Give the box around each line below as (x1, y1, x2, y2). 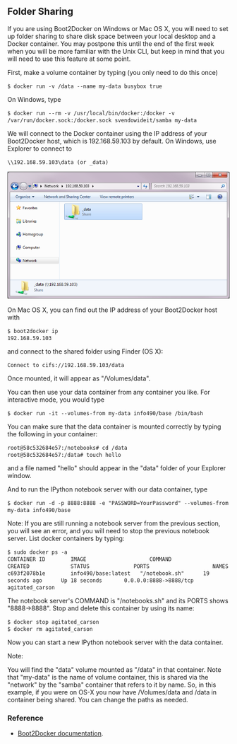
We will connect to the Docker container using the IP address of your (7, 129, 207, 137)
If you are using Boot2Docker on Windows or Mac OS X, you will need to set (7, 24, 229, 33)
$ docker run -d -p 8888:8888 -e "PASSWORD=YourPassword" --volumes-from (7, 499, 229, 506)
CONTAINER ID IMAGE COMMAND (7, 555, 172, 563)
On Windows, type (7, 95, 61, 103)
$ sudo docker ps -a (7, 548, 68, 556)
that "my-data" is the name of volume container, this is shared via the (7, 673, 209, 681)
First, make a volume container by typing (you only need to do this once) (7, 68, 219, 76)
